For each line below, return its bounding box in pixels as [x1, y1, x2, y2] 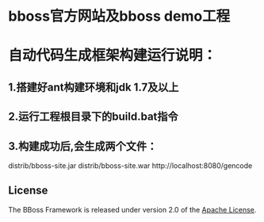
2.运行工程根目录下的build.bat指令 [8, 110, 178, 124]
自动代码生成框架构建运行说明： [8, 47, 217, 64]
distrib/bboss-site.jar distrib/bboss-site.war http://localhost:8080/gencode [8, 160, 253, 170]
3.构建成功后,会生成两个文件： [8, 140, 158, 153]
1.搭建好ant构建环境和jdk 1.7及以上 [8, 80, 179, 94]
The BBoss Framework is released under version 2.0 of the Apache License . [8, 205, 257, 214]
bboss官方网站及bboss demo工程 [8, 7, 231, 25]
